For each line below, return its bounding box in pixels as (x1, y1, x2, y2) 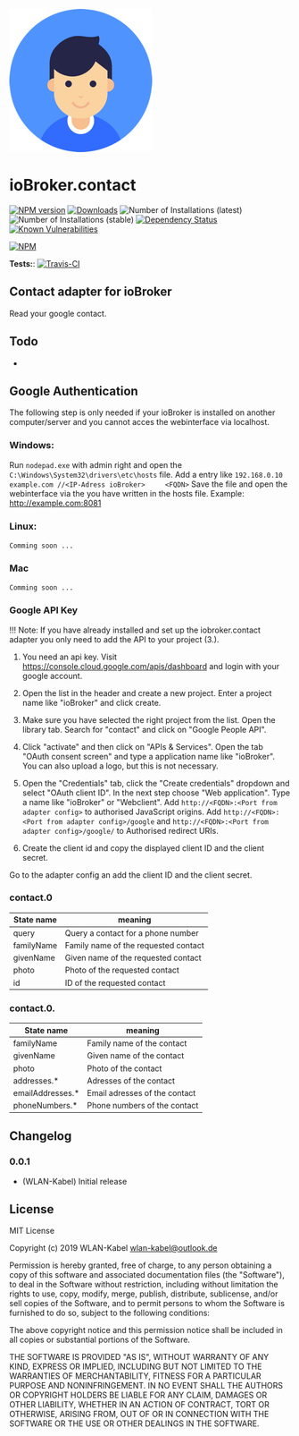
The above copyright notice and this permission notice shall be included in (9, 1325, 283, 1336)
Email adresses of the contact (87, 1088, 196, 1099)
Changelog (9, 1128, 72, 1144)
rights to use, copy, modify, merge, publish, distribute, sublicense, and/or (9, 1288, 278, 1299)
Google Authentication (9, 383, 138, 398)
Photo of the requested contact (64, 964, 180, 975)
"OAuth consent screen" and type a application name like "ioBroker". (21, 751, 275, 761)
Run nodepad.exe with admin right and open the (9, 459, 183, 470)
